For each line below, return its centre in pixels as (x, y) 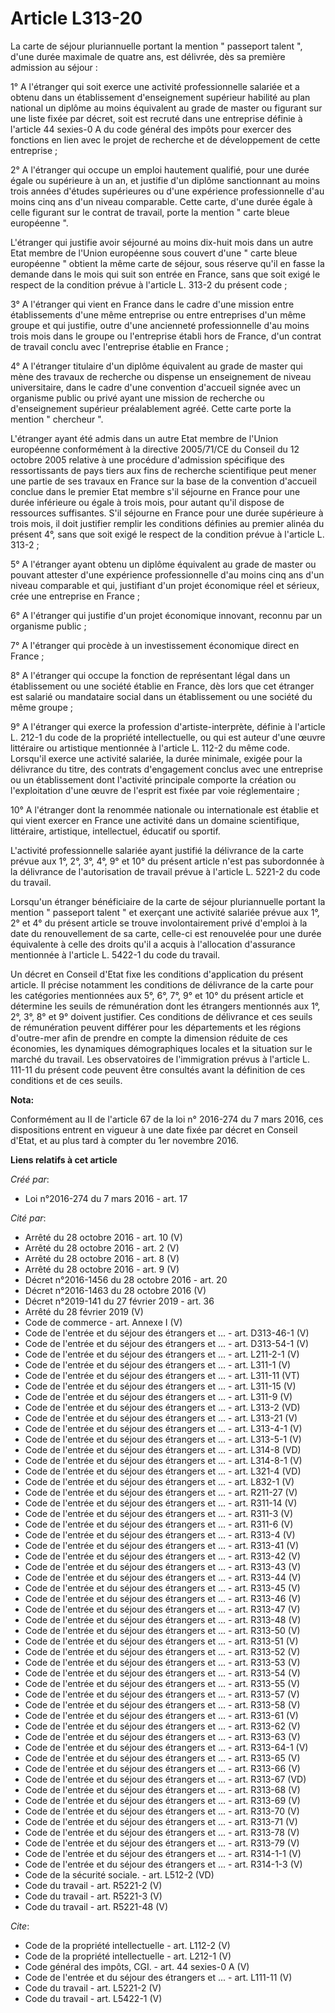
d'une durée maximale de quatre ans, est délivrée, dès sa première (148, 56)
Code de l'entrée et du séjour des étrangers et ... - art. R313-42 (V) (163, 1556)
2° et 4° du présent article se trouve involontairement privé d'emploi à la (159, 923)
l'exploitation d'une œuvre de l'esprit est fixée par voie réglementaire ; (155, 790)
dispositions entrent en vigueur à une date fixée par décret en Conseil (154, 1129)
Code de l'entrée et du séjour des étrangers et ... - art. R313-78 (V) (162, 1832)
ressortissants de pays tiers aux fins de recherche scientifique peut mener (163, 470)
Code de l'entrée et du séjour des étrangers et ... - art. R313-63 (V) (162, 1736)
